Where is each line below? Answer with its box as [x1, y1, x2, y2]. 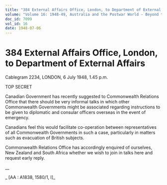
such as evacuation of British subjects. [5, 135, 84, 141]
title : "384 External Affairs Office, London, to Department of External [5, 7, 162, 12]
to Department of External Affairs [5, 58, 146, 69]
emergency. [5, 115, 30, 121]
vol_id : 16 [5, 21, 28, 26]
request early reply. [5, 155, 45, 161]
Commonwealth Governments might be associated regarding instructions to [5, 104, 161, 110]
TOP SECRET [5, 84, 32, 90]
